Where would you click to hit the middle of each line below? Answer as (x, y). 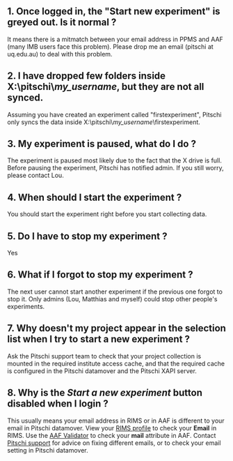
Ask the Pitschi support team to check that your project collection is (104, 356)
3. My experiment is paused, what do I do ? (102, 144)
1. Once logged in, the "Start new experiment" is (114, 12)
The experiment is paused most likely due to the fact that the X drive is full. (115, 160)
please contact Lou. (35, 175)
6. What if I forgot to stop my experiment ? (100, 275)
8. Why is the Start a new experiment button (105, 393)
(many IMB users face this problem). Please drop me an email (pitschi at (110, 46)
